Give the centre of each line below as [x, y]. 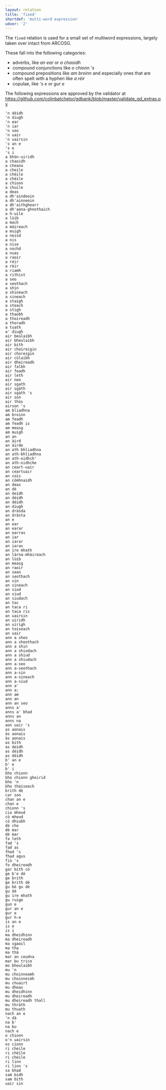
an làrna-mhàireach [25, 555]
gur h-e [13, 918]
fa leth [13, 839]
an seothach [17, 577]
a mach [12, 223]
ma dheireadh [19, 940]
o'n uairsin [17, 1040]
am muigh [14, 433]
